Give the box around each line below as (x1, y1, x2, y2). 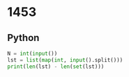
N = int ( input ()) (7, 50, 58, 57)
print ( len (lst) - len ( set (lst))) (7, 63, 105, 70)
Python (7, 32, 40, 44)
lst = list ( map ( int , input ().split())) (7, 56, 123, 63)
